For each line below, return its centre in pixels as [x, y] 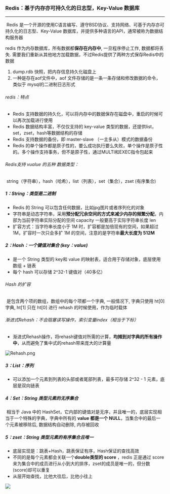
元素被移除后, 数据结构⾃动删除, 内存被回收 [54, 424]
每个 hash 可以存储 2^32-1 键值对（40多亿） [59, 272]
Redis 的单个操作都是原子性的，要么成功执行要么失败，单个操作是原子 [86, 145]
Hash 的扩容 [18, 284]
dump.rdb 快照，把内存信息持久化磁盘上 [54, 72]
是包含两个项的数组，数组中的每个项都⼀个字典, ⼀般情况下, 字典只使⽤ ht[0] [86, 301]
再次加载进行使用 [35, 120]
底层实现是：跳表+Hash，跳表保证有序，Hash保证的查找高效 [76, 451]
